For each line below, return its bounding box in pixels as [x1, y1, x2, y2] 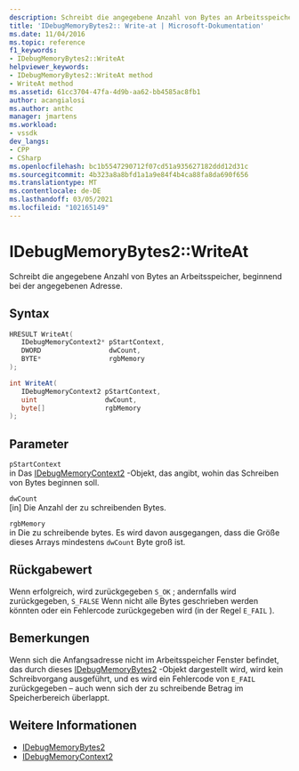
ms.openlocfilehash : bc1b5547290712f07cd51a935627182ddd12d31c [9, 162, 249, 171]
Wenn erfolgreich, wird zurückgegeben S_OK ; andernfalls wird [9, 586, 237, 597]
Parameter [9, 437, 69, 452]
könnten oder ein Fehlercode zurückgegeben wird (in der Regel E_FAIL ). [9, 605, 275, 615]
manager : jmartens [9, 112, 77, 121]
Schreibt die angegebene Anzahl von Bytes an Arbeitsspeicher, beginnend [9, 270, 282, 281]
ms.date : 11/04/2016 [9, 29, 86, 38]
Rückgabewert [9, 562, 93, 578]
